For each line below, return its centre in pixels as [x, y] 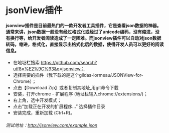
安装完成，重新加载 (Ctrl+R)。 [44, 113]
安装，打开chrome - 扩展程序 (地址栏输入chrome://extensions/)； [80, 94]
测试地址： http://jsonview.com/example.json [52, 125]
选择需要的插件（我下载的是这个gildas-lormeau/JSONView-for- [78, 75]
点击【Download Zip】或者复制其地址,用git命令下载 [66, 88]
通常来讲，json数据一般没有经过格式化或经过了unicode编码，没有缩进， [80, 32]
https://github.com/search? [69, 63]
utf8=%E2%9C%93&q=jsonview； [49, 69]
